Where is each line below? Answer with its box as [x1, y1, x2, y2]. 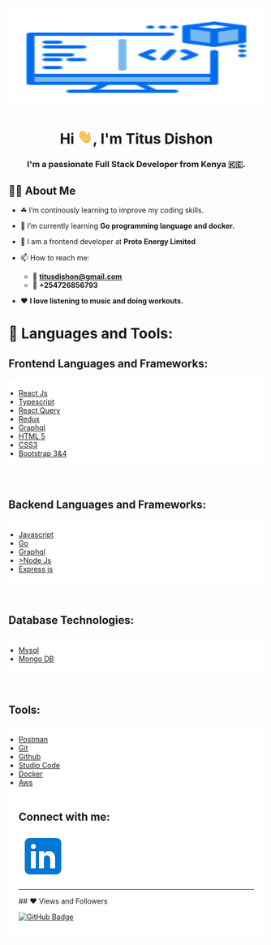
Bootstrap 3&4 [19, 449, 67, 458]
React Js [19, 389, 48, 398]
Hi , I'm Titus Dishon [59, 130, 213, 148]
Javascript [19, 530, 54, 539]
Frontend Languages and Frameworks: [8, 356, 209, 371]
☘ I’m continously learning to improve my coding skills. [19, 205, 204, 215]
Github [19, 752, 41, 762]
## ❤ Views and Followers [19, 896, 108, 906]
